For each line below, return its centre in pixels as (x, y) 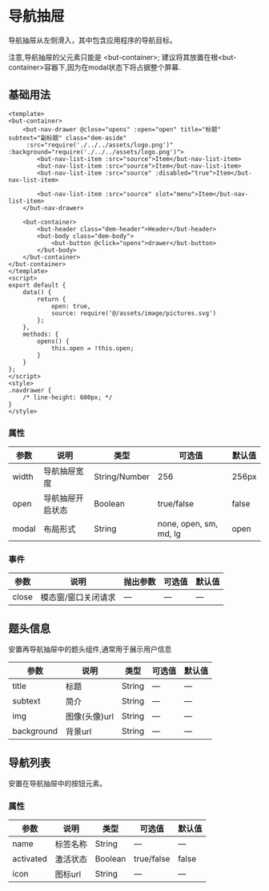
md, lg (169, 534)
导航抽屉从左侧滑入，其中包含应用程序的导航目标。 (92, 40)
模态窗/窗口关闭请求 (78, 598)
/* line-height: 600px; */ (68, 397)
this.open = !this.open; (92, 348)
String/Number (122, 477)
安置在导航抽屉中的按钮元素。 (57, 783)
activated (30, 859)
